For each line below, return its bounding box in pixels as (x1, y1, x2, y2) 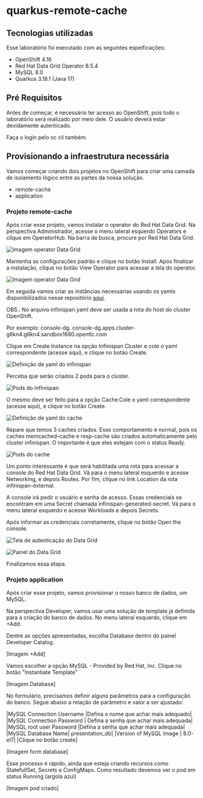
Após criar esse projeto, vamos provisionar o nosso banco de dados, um (6, 589, 188, 597)
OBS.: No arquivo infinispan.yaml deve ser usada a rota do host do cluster (6, 305, 191, 313)
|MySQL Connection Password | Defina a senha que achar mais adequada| (6, 717, 193, 724)
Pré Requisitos (6, 92, 62, 103)
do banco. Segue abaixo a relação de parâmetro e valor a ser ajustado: (6, 699, 184, 706)
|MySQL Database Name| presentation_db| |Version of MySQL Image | (6, 730, 182, 737)
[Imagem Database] (6, 681, 56, 688)
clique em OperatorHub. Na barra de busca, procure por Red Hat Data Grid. (6, 234, 195, 241)
